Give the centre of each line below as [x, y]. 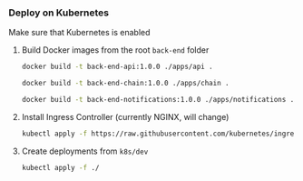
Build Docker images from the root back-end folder [115, 50]
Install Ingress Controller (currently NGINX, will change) [125, 116]
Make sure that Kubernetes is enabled [79, 33]
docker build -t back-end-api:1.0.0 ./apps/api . [117, 67]
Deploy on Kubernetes [59, 13]
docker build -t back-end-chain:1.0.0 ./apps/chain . [125, 84]
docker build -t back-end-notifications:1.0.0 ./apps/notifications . [158, 100]
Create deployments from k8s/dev [85, 151]
